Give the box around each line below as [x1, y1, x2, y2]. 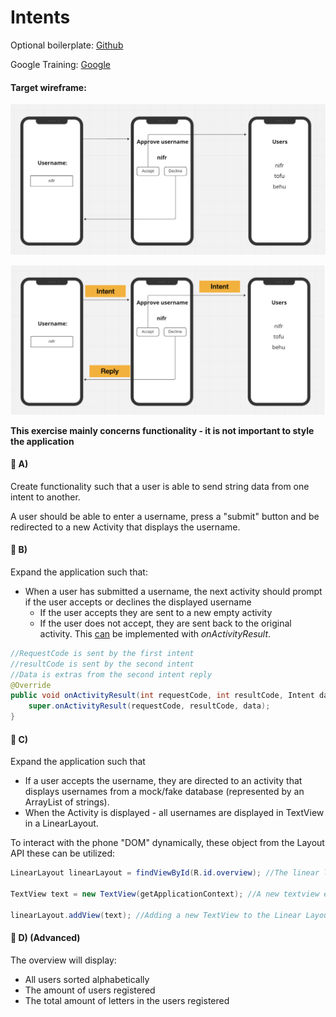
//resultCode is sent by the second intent [10, 659, 195, 669]
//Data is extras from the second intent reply [10, 669, 213, 680]
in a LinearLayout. [24, 817, 99, 830]
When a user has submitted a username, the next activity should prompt [24, 585, 323, 597]
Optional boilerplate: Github [10, 39, 124, 51]
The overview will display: [10, 954, 117, 966]
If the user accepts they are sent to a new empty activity [39, 606, 273, 618]
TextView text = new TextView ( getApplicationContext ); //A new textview [10, 889, 320, 899]
